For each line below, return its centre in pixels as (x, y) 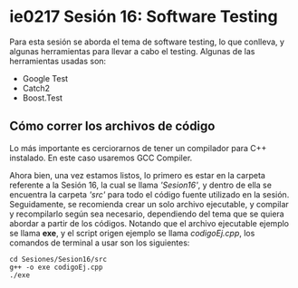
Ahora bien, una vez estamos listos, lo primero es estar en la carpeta (137, 175)
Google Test (45, 78)
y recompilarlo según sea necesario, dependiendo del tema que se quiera (147, 214)
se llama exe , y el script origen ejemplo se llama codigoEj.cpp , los (132, 233)
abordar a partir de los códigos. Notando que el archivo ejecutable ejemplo (149, 223)
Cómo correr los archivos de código (112, 126)
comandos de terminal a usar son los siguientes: (100, 243)
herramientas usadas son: (58, 61)
